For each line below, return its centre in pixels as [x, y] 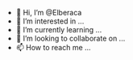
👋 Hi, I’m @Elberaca [49, 13]
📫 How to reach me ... [53, 47]
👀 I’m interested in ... [50, 21]
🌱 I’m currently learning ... [59, 30]
